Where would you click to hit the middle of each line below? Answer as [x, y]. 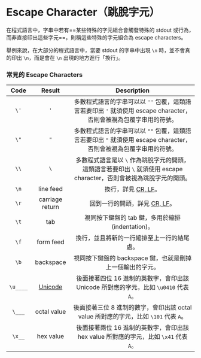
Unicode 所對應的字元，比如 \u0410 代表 [133, 287]
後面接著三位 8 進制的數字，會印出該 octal [133, 308]
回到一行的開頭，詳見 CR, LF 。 [133, 204]
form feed [51, 242]
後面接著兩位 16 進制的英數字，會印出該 [133, 328]
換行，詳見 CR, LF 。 [133, 189]
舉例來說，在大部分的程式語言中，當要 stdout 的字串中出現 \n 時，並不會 [96, 50]
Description [133, 90]
